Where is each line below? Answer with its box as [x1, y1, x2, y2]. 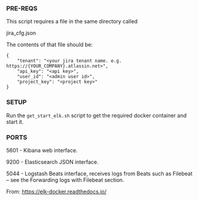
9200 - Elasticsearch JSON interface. [6, 158, 99, 166]
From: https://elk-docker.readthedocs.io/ [6, 188, 107, 195]
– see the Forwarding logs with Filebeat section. [6, 176, 125, 184]
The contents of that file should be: [6, 41, 93, 49]
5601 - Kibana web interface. [6, 146, 78, 154]
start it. [6, 118, 24, 125]
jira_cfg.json [6, 29, 37, 37]
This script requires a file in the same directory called [6, 18, 138, 25]
